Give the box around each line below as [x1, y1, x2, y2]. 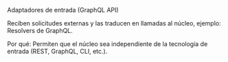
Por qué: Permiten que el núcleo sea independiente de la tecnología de [7, 40, 208, 48]
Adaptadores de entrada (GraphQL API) [7, 6, 119, 14]
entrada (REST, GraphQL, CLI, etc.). [7, 48, 108, 55]
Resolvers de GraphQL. [7, 27, 73, 34]
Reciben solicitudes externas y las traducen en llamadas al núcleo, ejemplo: [7, 19, 221, 27]
